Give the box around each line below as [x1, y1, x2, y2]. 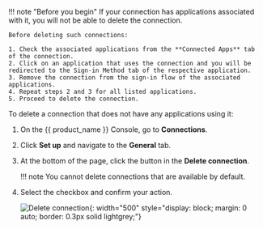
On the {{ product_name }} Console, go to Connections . [19, 125, 208, 134]
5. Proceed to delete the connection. [8, 95, 139, 103]
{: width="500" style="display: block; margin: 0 [88, 203, 248, 213]
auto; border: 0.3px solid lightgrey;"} [19, 212, 142, 221]
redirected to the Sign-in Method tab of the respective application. [8, 66, 252, 74]
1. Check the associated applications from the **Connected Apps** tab [8, 45, 255, 53]
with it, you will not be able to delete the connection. [8, 15, 183, 25]
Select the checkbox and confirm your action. [19, 188, 172, 197]
